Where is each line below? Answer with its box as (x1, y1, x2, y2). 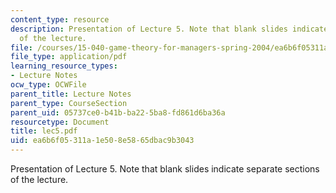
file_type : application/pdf (10, 52, 128, 62)
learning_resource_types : (10, 61, 118, 71)
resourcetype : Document (10, 117, 110, 127)
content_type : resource (10, 14, 110, 25)
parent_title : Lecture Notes (10, 89, 132, 99)
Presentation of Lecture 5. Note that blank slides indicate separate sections (10, 163, 320, 175)
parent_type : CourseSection (10, 98, 128, 108)
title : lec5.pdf (10, 126, 78, 136)
